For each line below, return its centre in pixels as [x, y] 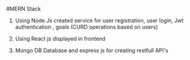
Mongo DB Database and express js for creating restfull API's [92, 50]
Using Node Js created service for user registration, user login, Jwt [99, 20]
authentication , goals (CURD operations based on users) [87, 27]
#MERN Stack [24, 9]
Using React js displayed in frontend [60, 38]
